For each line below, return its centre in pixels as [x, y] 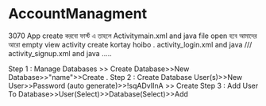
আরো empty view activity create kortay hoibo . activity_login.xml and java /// [130, 44]
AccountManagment [78, 14]
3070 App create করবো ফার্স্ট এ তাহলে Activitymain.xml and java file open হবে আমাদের [133, 36]
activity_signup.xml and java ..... [60, 53]
